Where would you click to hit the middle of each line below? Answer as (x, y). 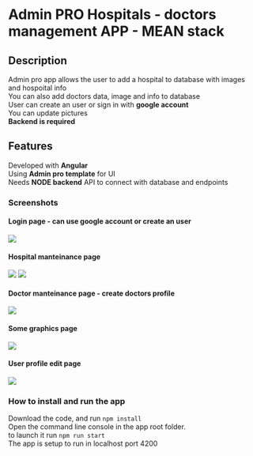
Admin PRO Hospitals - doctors (112, 15)
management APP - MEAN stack (116, 31)
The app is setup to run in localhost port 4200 (83, 443)
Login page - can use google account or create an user (100, 221)
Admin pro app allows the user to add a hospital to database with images (127, 79)
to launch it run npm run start (57, 435)
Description (38, 60)
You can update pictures (48, 113)
